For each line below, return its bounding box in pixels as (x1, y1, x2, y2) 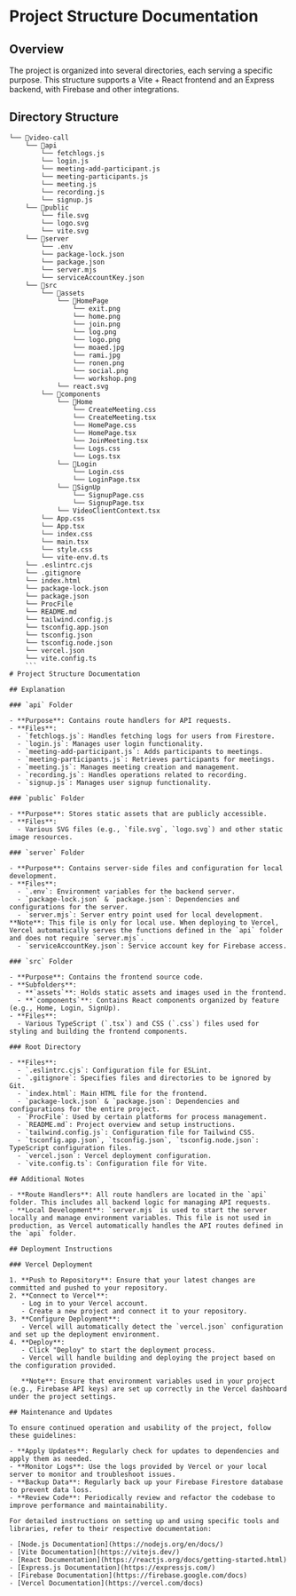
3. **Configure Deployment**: (9, 1314, 121, 1323)
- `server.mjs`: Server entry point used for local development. (17, 910, 264, 919)
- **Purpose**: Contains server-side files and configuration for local (9, 863, 284, 872)
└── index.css (41, 529, 93, 538)
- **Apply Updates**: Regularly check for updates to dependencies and (9, 1446, 279, 1456)
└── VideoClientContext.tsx (56, 506, 161, 515)
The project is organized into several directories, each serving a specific (9, 65, 273, 75)
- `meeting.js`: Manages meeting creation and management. (17, 762, 240, 772)
